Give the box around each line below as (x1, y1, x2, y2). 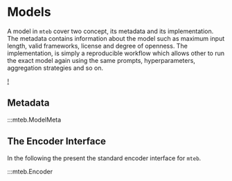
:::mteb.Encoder (7, 167, 53, 175)
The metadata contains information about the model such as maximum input (7, 34, 225, 42)
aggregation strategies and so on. (7, 64, 104, 72)
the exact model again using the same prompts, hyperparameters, (7, 56, 196, 64)
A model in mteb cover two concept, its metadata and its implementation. (7, 27, 214, 35)
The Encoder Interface (7, 135, 106, 147)
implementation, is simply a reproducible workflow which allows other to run (7, 49, 225, 57)
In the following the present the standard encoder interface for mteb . (7, 153, 202, 162)
